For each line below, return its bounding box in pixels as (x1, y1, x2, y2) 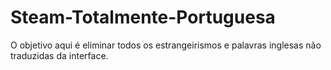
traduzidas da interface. (10, 49, 109, 61)
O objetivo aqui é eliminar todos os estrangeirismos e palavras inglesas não (10, 39, 322, 51)
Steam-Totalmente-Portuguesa (10, 6, 276, 29)
